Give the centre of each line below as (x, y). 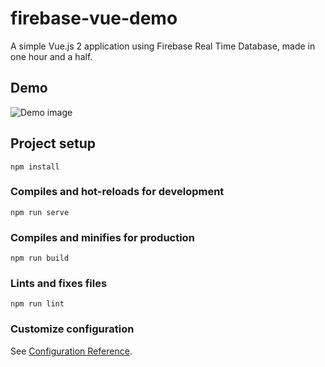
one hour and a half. (51, 56)
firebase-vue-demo (94, 18)
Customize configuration (72, 329)
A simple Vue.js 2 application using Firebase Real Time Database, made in (163, 46)
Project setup (53, 143)
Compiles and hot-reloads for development (117, 192)
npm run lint (37, 304)
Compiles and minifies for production (102, 237)
